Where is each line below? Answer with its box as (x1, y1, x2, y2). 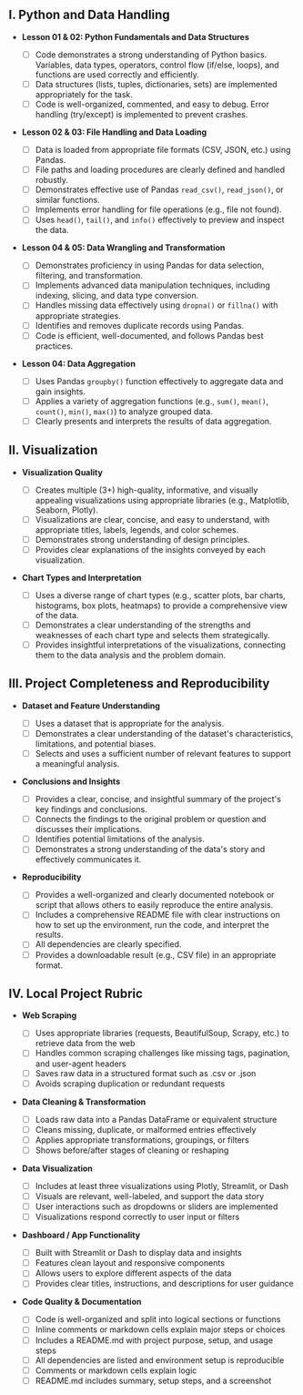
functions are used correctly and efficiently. (35, 68, 199, 80)
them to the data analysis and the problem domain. (35, 650, 227, 661)
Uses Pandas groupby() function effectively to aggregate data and (35, 375, 284, 386)
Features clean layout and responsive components (35, 1258, 225, 1268)
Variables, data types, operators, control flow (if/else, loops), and (35, 59, 279, 70)
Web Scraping (21, 1010, 77, 1021)
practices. (35, 341, 74, 351)
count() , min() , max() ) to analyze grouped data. (35, 405, 213, 417)
